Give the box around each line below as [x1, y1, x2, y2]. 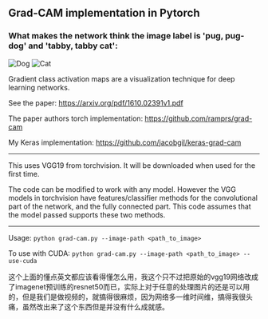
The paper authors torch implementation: [8, 114, 144, 123]
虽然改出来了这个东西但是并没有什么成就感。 [22, 301, 169, 311]
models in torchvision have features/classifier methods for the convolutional [8, 193, 258, 202]
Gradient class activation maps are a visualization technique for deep [8, 74, 235, 83]
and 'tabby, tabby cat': [28, 40, 118, 51]
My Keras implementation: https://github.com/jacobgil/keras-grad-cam [8, 138, 242, 147]
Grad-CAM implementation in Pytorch [8, 6, 200, 20]
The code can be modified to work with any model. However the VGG [8, 184, 237, 194]
